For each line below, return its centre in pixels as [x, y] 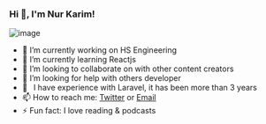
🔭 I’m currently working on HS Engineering [99, 50]
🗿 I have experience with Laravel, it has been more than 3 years [140, 88]
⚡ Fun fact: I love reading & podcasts [89, 111]
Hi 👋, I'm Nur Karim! [52, 14]
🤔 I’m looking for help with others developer [101, 78]
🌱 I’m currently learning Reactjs [79, 60]
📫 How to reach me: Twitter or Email [89, 98]
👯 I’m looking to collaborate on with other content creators [128, 69]
